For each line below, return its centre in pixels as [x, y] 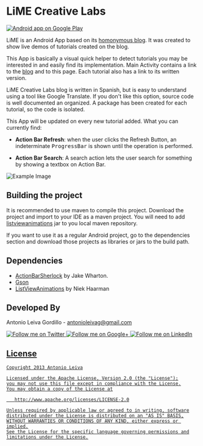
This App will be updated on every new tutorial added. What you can [92, 121]
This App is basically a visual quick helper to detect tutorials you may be [97, 58]
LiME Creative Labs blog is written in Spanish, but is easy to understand [97, 89]
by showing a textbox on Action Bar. [60, 164]
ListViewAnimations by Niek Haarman [62, 288]
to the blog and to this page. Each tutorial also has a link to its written [93, 71]
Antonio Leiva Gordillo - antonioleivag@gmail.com [69, 322]
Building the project [45, 195]
